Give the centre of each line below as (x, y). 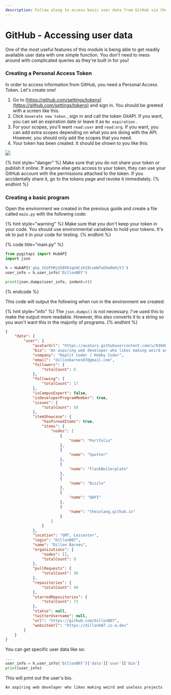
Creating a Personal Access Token (49, 73)
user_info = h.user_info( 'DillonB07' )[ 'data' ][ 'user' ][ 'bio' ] (73, 663)
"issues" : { (45, 403)
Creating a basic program (37, 197)
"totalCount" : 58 (60, 407)
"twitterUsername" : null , (60, 616)
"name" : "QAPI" (85, 498)
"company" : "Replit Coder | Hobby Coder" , (78, 355)
